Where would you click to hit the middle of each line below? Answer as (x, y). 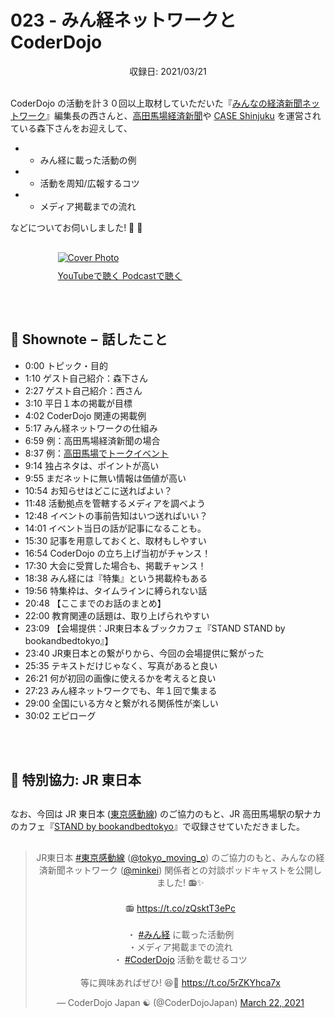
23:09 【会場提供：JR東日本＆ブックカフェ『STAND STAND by (155, 628)
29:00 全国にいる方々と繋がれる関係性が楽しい (121, 703)
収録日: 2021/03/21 (168, 71)
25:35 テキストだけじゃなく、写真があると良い (121, 665)
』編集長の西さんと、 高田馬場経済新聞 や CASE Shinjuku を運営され (183, 115)
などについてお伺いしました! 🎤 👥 (76, 227)
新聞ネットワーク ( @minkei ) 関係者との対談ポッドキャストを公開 (180, 870)
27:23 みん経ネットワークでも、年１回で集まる (121, 690)
